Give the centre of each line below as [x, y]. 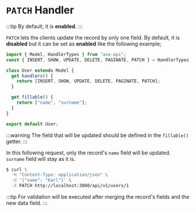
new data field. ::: [27, 203]
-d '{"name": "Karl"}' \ [41, 180]
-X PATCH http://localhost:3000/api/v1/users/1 [70, 186]
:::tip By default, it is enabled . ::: [44, 26]
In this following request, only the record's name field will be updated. [88, 153]
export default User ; [32, 124]
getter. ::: [17, 141]
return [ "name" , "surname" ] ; [52, 103]
